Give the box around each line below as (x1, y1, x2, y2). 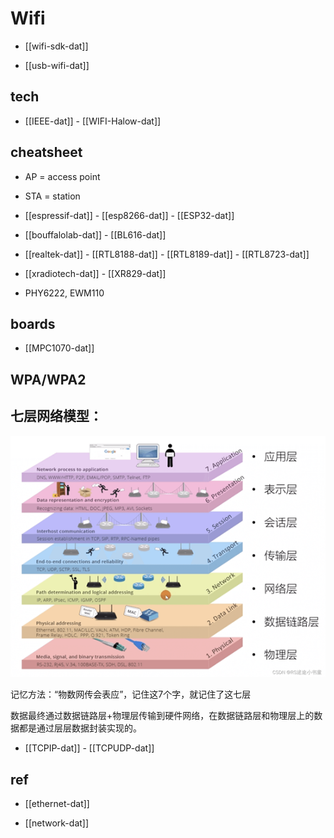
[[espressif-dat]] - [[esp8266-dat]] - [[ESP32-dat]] (24, 209, 235, 221)
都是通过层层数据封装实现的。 (18, 722, 142, 734)
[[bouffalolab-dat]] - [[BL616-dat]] (24, 228, 167, 241)
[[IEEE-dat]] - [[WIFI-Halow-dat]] (24, 115, 162, 127)
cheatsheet (10, 144, 83, 161)
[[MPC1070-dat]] (24, 342, 95, 354)
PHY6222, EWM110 (24, 287, 105, 299)
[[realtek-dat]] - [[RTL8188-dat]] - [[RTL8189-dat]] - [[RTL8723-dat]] (24, 248, 310, 260)
